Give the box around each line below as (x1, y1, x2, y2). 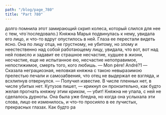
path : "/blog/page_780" (5, 7, 55, 12)
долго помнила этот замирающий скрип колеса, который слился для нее (5, 25, 161, 31)
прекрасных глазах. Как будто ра (5, 104, 76, 110)
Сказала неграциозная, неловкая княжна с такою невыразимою (5, 67, 142, 73)
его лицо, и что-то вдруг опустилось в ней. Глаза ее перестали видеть (5, 36, 155, 42)
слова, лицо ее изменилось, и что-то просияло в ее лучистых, (5, 99, 138, 105)
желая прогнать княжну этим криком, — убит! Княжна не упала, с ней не (5, 88, 162, 94)
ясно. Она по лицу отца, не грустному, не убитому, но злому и (5, 41, 138, 47)
